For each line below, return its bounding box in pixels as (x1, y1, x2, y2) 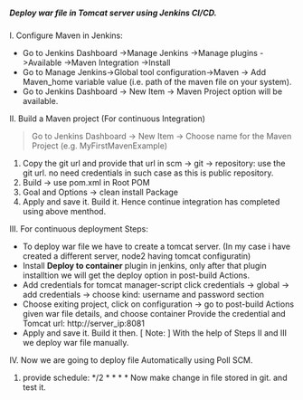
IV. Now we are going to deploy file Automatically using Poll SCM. (9, 354, 253, 366)
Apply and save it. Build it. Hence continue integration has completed (22, 195, 280, 207)
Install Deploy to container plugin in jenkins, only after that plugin (22, 260, 267, 271)
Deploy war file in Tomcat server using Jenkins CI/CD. (9, 7, 217, 18)
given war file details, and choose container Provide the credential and (22, 308, 287, 319)
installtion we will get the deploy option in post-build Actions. (22, 270, 251, 281)
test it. (22, 381, 47, 393)
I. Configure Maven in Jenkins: (9, 30, 124, 41)
